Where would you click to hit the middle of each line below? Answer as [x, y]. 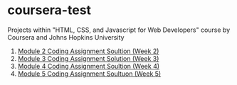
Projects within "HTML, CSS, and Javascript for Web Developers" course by [119, 30]
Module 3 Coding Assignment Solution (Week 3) [88, 58]
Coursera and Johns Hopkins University [66, 37]
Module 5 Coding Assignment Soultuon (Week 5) [89, 74]
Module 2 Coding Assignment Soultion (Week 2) [88, 51]
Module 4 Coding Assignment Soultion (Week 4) [89, 66]
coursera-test [49, 10]
